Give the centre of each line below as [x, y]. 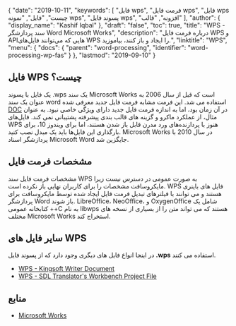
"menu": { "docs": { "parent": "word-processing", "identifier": [97, 48]
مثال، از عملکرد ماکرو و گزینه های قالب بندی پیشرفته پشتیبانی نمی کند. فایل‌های [113, 116]
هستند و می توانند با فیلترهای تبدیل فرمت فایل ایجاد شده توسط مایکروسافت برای [115, 193]
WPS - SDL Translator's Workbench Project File [88, 276]
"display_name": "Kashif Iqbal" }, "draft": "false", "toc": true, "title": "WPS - [117, 25]
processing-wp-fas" [37, 55]
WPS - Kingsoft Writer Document [66, 269]
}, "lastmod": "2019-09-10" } [114, 55]
